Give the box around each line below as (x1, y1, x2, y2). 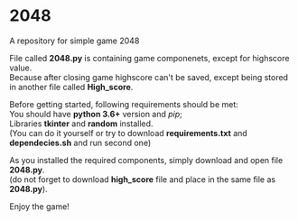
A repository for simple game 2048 (9, 35, 140, 46)
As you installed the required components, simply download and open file (9, 154, 284, 165)
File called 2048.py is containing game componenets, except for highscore (9, 52, 290, 63)
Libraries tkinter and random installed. (9, 118, 154, 129)
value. (9, 62, 33, 73)
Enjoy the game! (9, 200, 70, 212)
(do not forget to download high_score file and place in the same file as (9, 173, 276, 185)
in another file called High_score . (9, 81, 134, 92)
